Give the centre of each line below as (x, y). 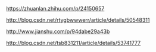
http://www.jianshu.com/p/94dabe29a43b (58, 31)
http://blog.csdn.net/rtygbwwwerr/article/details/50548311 (78, 20)
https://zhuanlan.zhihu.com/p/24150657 (55, 9)
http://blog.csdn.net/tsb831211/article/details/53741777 (74, 43)
